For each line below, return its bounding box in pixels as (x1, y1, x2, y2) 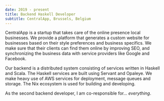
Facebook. (5, 56, 27, 62)
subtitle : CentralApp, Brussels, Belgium (5, 16, 91, 21)
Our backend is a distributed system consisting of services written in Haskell (5, 65, 160, 71)
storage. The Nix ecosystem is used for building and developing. (5, 81, 136, 87)
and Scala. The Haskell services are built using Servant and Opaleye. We (5, 71, 152, 76)
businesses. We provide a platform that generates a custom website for (5, 35, 150, 41)
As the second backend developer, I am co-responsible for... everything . (5, 90, 151, 96)
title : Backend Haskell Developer (5, 12, 76, 17)
